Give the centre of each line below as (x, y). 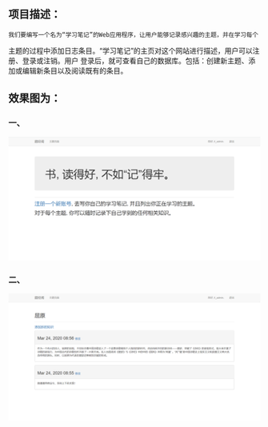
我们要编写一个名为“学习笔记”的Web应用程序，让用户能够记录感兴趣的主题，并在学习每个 (133, 34)
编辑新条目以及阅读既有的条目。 (75, 70)
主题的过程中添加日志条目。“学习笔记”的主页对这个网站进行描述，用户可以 (131, 50)
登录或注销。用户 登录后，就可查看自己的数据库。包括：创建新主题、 (135, 60)
